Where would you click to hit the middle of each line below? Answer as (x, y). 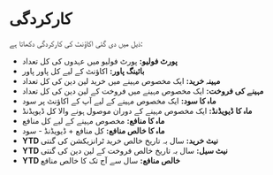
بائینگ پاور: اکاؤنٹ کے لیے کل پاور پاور (83, 71)
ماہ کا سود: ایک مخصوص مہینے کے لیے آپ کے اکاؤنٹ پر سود (119, 101)
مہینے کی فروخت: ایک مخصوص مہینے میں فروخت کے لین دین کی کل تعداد (143, 91)
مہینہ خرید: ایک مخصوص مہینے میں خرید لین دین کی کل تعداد (121, 80)
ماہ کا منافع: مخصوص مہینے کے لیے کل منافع (93, 120)
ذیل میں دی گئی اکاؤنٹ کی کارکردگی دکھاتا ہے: (76, 43)
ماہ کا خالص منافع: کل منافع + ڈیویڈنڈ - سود (93, 130)
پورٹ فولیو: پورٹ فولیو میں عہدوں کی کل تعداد (100, 61)
